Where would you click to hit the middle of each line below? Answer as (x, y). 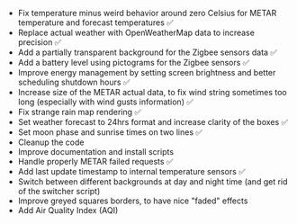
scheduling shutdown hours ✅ (74, 82)
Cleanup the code (51, 142)
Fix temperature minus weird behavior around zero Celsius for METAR (147, 13)
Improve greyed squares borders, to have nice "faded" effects (133, 201)
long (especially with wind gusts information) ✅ (105, 102)
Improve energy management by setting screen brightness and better (147, 72)
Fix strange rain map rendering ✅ (80, 112)
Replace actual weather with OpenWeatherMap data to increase (136, 32)
